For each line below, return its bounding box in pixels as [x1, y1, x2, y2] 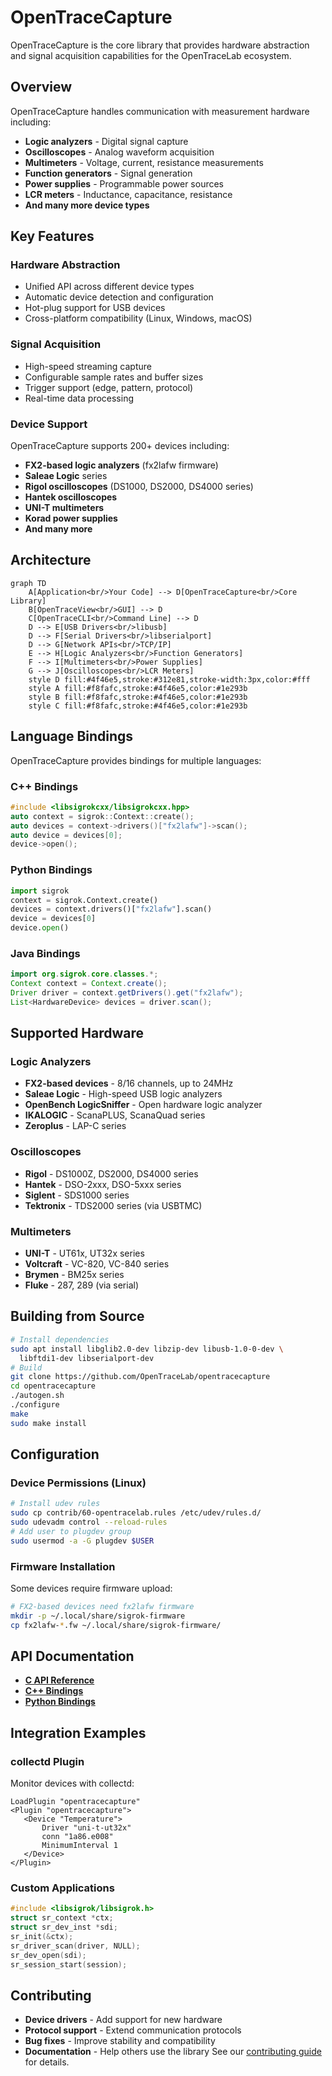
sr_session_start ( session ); [10, 1959, 128, 1970]
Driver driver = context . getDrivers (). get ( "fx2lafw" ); [10, 988, 244, 998]
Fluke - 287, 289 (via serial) [24, 1279, 140, 1291]
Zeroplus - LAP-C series [24, 1120, 127, 1132]
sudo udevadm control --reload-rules [10, 1517, 168, 1528]
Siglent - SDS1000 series [24, 1189, 130, 1201]
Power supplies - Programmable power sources [24, 177, 224, 190]
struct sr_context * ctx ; [10, 1913, 114, 1923]
